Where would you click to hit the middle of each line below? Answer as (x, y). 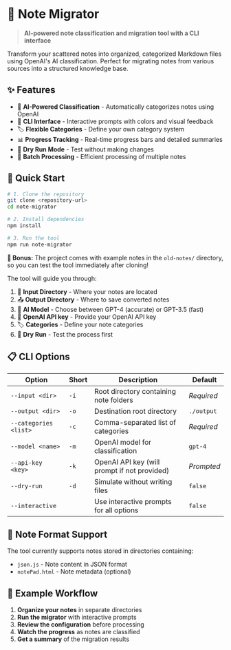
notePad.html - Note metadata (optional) (74, 572)
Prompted (205, 466)
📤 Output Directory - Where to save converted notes (93, 300)
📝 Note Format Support (57, 534)
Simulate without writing (133, 481)
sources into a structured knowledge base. (68, 68)
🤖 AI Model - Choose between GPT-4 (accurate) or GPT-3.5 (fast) (110, 309)
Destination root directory (135, 411)
